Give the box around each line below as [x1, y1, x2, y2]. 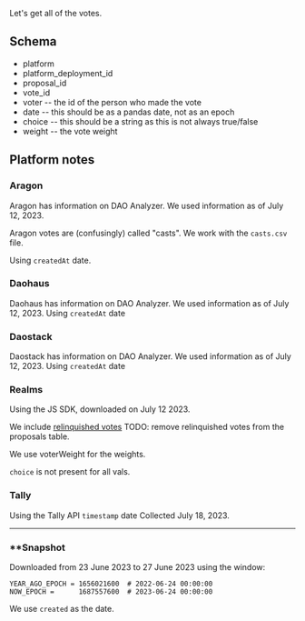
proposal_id [22, 77, 67, 88]
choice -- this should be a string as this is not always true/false [22, 115, 259, 126]
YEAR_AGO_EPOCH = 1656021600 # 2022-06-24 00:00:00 [9, 579, 213, 588]
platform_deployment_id [22, 67, 113, 78]
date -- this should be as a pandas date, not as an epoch [22, 106, 235, 117]
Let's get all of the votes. [9, 8, 103, 18]
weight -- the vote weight [22, 125, 118, 136]
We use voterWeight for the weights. [9, 449, 146, 460]
